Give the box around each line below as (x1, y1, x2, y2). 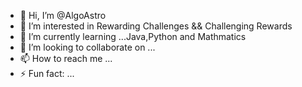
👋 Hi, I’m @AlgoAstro (19, 10, 107, 21)
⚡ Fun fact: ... (19, 68, 75, 79)
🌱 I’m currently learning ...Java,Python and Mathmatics (19, 31, 247, 42)
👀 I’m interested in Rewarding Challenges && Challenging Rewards (19, 20, 293, 32)
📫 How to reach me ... (19, 53, 113, 64)
